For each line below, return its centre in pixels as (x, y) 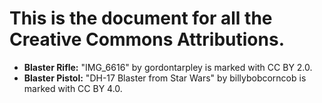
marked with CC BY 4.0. (73, 88)
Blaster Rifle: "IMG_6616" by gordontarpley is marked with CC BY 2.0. (168, 67)
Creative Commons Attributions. (147, 39)
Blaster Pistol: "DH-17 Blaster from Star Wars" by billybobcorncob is (165, 78)
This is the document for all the (141, 18)
